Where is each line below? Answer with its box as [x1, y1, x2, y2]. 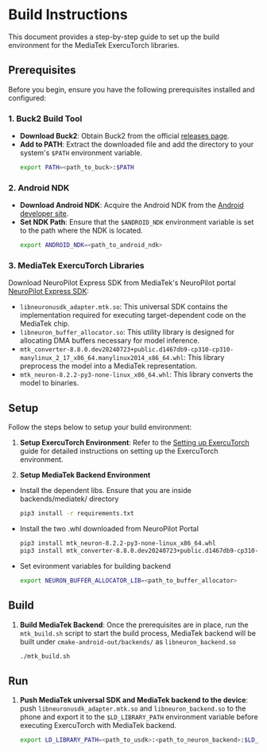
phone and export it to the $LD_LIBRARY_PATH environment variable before [19, 712, 258, 722]
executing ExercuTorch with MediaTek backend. [19, 721, 177, 730]
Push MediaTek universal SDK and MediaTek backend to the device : [19, 695, 249, 705]
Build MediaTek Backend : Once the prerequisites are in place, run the [19, 620, 249, 629]
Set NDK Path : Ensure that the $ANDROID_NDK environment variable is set [19, 217, 254, 227]
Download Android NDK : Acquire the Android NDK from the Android [19, 201, 244, 210]
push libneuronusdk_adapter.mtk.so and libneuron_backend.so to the [19, 703, 246, 714]
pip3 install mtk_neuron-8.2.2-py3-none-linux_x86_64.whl [19, 539, 216, 547]
